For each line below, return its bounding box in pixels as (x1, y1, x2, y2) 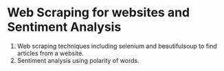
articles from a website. (16, 49, 84, 57)
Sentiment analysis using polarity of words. (16, 56, 139, 64)
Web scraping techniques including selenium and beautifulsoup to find (16, 42, 218, 50)
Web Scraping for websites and (7, 5, 190, 20)
